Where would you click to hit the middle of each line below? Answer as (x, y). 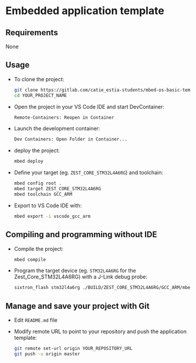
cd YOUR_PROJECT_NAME (40, 95)
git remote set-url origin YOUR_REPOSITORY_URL (73, 349)
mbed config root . (38, 183)
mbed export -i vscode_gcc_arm (52, 216)
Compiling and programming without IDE (81, 235)
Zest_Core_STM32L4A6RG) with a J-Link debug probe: (81, 277)
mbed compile (30, 260)
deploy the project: (37, 150)
